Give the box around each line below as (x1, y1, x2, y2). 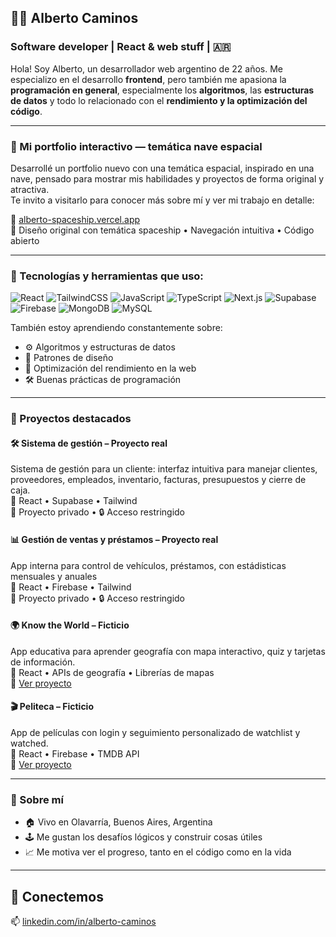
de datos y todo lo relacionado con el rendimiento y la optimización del (10, 94, 308, 106)
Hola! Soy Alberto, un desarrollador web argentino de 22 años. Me (10, 62, 283, 75)
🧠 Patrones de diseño (24, 352, 114, 364)
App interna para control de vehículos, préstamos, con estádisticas (10, 559, 287, 571)
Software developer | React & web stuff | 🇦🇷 (10, 40, 232, 54)
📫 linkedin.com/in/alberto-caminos (10, 916, 157, 928)
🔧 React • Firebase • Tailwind (10, 581, 132, 593)
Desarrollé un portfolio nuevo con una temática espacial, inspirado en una (10, 162, 315, 174)
